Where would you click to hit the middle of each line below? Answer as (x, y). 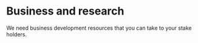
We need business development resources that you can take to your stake (99, 28)
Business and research (65, 11)
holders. (17, 34)
